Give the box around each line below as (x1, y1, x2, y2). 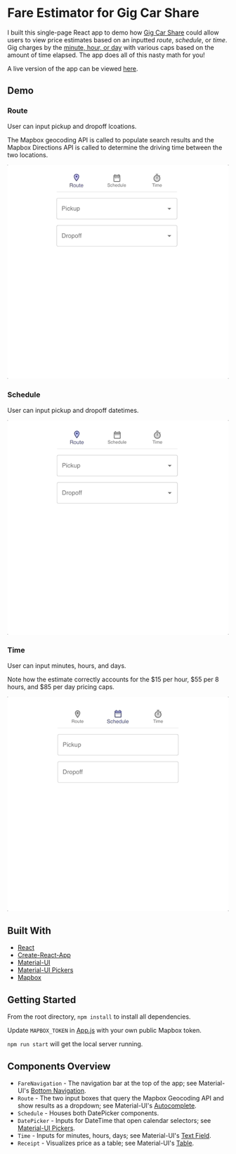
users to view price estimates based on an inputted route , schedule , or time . (7, 35, 228, 44)
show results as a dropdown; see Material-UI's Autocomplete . (17, 1101, 197, 1110)
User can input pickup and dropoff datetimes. (7, 406, 139, 414)
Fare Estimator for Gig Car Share (7, 5, 199, 21)
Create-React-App (17, 951, 72, 960)
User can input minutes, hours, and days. (7, 661, 126, 670)
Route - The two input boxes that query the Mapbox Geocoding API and (17, 1094, 225, 1103)
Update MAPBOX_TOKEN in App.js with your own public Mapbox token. (7, 1026, 202, 1035)
